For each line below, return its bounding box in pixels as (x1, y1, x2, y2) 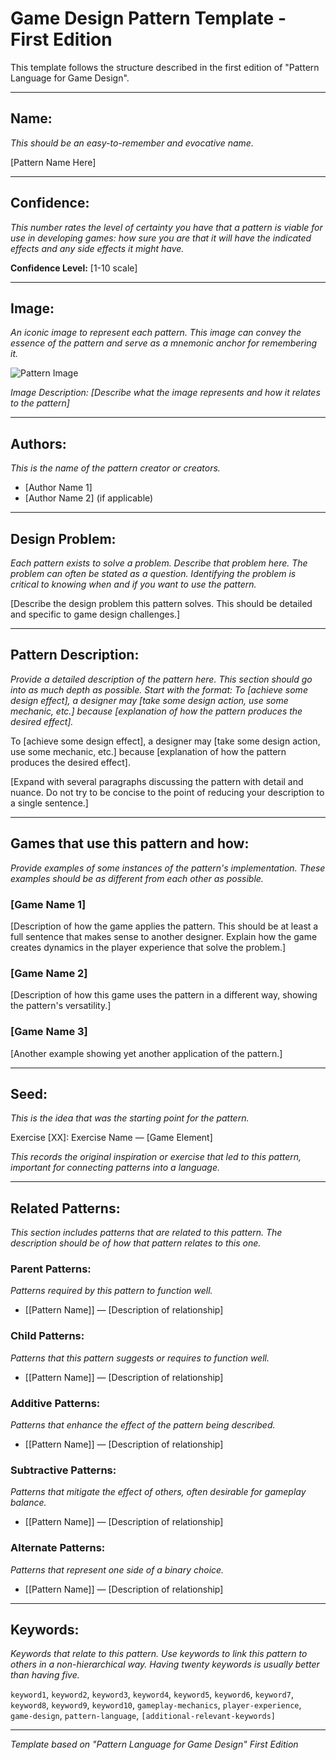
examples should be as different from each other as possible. (10, 872, 264, 884)
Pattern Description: (10, 647, 140, 664)
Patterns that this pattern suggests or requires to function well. (10, 1352, 270, 1364)
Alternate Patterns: (10, 1541, 106, 1555)
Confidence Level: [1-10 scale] (10, 262, 138, 274)
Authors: (10, 435, 67, 452)
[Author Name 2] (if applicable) (24, 492, 154, 504)
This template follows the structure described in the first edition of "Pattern (10, 61, 320, 73)
